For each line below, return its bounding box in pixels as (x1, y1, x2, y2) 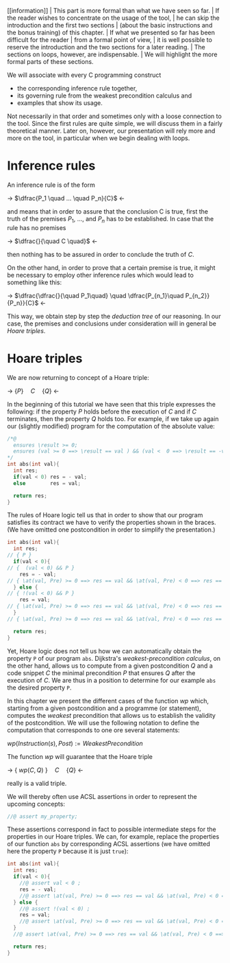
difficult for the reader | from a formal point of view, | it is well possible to (7, 36, 212, 44)
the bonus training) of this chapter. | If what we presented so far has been (7, 28, 216, 36)
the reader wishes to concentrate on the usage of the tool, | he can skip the (7, 14, 220, 22)
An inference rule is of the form (7, 181, 96, 189)
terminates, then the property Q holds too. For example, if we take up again (7, 414, 219, 422)
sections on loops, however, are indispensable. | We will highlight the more (7, 50, 218, 58)
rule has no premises (7, 223, 66, 231)
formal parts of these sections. (7, 58, 94, 65)
